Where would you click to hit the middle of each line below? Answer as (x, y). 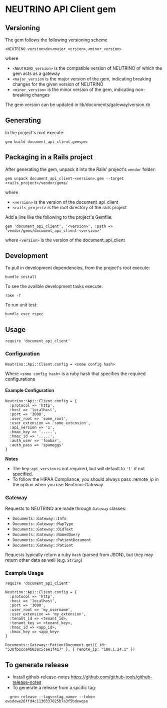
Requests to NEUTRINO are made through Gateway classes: (66, 508)
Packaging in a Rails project (49, 157)
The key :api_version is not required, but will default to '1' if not (78, 468)
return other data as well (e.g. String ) (44, 560)
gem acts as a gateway (36, 73)
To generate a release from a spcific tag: (54, 688)
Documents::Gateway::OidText (43, 529)
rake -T (13, 296)
